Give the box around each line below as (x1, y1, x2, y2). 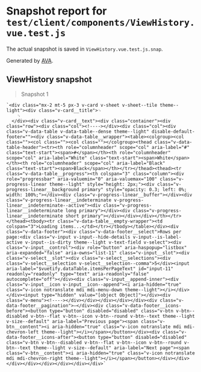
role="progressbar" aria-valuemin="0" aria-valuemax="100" (6, 176, 158, 182)
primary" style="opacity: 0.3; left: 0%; (81, 186, 187, 192)
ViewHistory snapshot (6, 74, 92, 85)
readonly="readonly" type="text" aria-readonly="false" (6, 271, 149, 277)
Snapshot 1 (20, 90, 49, 98)
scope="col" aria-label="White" (6, 155, 87, 161)
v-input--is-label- (132, 234, 182, 240)
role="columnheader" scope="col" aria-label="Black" (30, 160, 165, 166)
